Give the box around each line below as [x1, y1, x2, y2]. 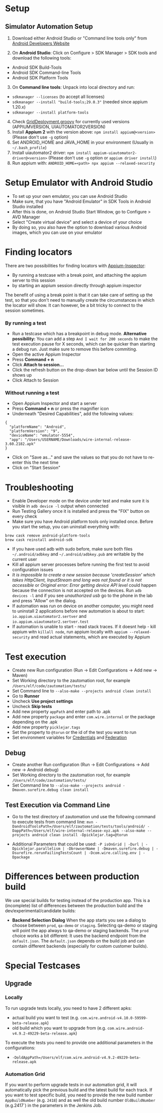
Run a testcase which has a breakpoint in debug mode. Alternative [12, 331, 147, 337]
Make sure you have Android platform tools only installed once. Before [12, 518, 153, 524]
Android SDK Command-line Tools [12, 70, 81, 76]
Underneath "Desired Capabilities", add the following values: [12, 411, 134, 417]
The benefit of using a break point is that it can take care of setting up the [5, 292, 153, 298]
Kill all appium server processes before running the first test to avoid [12, 561, 150, 568]
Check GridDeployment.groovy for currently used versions [12, 119, 130, 124]
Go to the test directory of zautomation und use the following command [12, 813, 156, 819]
